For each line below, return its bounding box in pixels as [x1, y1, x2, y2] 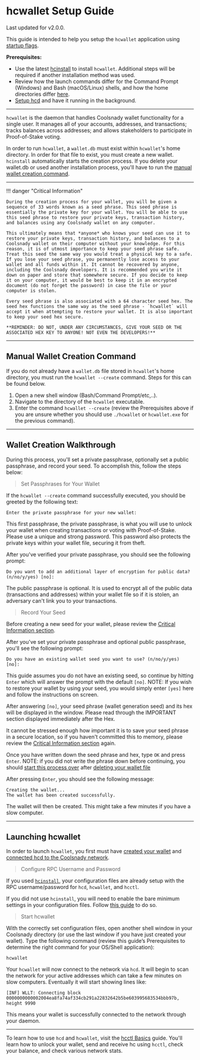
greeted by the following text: [6, 498, 79, 505]
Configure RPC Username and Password [20, 866, 121, 873]
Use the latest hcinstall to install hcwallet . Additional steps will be [14, 65, 176, 72]
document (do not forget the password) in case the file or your [6, 282, 171, 288]
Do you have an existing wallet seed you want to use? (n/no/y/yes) [6, 656, 180, 662]
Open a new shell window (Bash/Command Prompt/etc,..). [14, 392, 158, 399]
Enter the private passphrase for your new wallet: [6, 509, 137, 515]
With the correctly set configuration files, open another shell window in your [6, 925, 193, 932]
